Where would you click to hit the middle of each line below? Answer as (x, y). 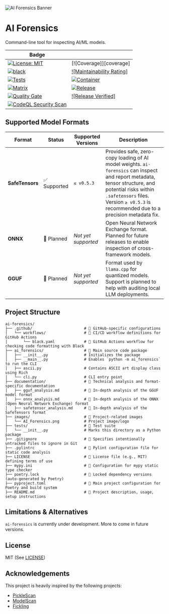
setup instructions (26, 496)
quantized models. (127, 275)
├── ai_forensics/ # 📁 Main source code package (76, 350)
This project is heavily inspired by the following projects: (64, 586)
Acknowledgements (37, 573)
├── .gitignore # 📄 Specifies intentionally (75, 439)
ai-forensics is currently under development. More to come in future (77, 524)
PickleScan (24, 595)
